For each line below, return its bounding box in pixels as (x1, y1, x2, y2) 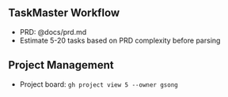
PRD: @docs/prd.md (19, 27, 87, 36)
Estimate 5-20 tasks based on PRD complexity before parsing (19, 35, 221, 45)
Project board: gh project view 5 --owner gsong (19, 79, 178, 89)
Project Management (8, 58, 114, 72)
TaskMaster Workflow (8, 6, 120, 20)
